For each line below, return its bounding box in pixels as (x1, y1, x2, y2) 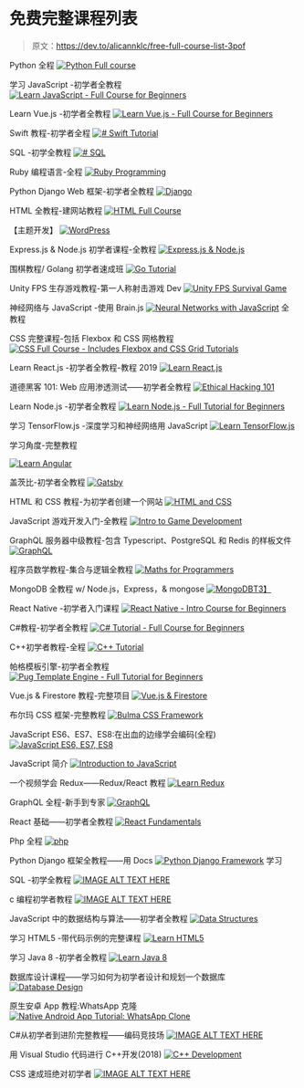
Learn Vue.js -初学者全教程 (9, 108, 111, 119)
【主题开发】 (9, 225, 58, 235)
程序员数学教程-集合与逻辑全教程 (9, 563, 134, 575)
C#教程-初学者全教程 (9, 622, 89, 633)
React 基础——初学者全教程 (9, 816, 114, 827)
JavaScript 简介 (9, 758, 68, 769)
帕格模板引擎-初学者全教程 (9, 661, 110, 672)
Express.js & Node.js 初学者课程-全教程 (9, 244, 157, 255)
